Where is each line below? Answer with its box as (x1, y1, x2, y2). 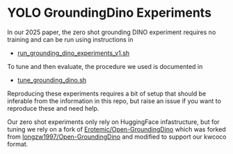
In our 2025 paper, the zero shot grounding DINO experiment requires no (7, 28, 216, 36)
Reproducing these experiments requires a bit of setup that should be (7, 89, 207, 98)
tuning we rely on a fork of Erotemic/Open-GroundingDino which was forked (7, 125, 226, 133)
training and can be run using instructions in (7, 35, 134, 43)
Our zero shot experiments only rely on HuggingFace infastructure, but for (7, 117, 220, 126)
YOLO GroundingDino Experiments (7, 5, 212, 21)
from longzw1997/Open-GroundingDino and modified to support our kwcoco (7, 132, 227, 141)
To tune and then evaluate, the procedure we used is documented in (7, 62, 203, 70)
